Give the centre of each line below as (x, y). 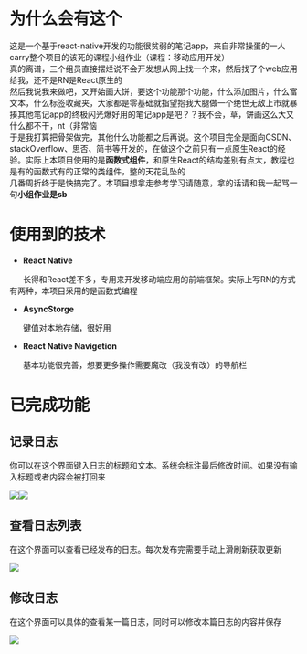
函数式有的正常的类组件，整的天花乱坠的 (109, 171)
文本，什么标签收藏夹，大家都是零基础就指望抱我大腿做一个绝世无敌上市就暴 (153, 102)
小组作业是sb (42, 194)
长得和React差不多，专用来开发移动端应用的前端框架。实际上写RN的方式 (159, 279)
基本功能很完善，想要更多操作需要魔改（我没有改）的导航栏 (135, 364)
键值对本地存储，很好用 (67, 327)
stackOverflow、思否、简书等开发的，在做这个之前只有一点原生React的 (144, 148)
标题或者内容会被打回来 (61, 477)
